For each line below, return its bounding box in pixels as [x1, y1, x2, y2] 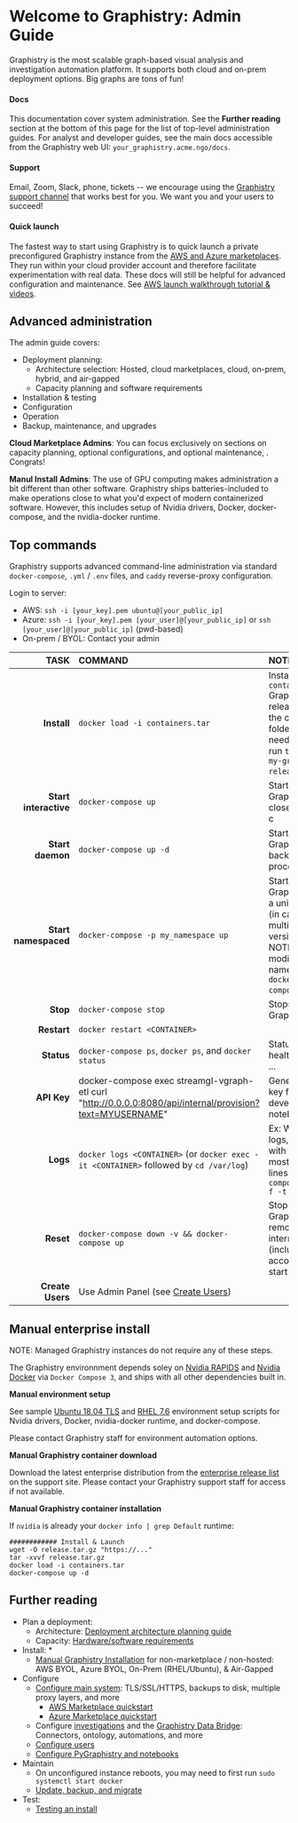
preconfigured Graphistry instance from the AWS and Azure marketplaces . [9, 251, 282, 261]
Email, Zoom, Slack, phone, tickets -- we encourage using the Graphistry [9, 182, 275, 193]
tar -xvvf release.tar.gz [9, 1553, 105, 1562]
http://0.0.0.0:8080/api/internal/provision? [82, 1097, 260, 1110]
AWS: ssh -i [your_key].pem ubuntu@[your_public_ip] [21, 605, 223, 616]
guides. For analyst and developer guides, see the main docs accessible [9, 132, 273, 143]
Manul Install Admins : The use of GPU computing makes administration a [9, 474, 279, 485]
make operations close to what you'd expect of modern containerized [9, 493, 264, 504]
